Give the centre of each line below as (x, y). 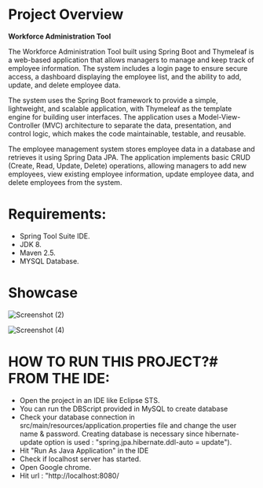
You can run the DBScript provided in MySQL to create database (124, 409)
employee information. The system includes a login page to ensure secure (128, 68)
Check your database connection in (77, 417)
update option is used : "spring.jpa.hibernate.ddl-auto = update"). (126, 442)
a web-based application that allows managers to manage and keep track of (131, 60)
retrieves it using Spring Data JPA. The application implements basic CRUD (130, 157)
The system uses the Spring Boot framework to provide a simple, (113, 100)
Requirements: (57, 214)
